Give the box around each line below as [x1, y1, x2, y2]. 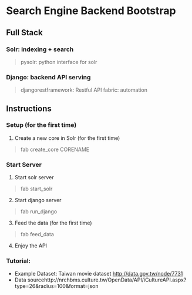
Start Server [6, 160, 42, 169]
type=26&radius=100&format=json [14, 283, 99, 290]
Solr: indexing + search [6, 45, 74, 53]
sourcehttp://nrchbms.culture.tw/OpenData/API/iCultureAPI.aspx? [27, 276, 187, 283]
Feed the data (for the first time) [14, 219, 92, 227]
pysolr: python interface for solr [20, 58, 97, 65]
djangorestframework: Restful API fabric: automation [20, 86, 148, 93]
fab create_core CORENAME [20, 146, 90, 153]
